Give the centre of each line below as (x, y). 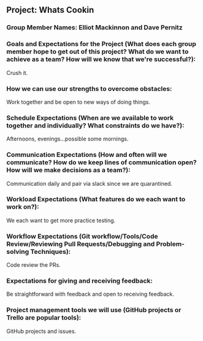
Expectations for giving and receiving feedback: (80, 281)
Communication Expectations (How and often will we (87, 155)
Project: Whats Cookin (50, 10)
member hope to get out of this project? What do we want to (98, 52)
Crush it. (17, 72)
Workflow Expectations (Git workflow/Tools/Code (82, 236)
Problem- (170, 243)
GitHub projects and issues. (41, 331)
